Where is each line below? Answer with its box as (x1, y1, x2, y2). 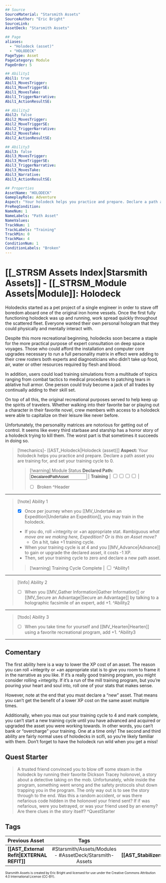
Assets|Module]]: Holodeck (5, 288, 121, 299)
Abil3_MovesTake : (5, 168, 41, 173)
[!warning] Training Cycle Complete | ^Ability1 (29, 565, 130, 571)
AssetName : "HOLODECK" (5, 190, 52, 195)
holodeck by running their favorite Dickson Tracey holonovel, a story (17, 771, 157, 777)
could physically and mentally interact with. (5, 325, 93, 331)
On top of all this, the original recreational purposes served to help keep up (5, 396, 158, 402)
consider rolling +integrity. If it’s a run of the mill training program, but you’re (5, 677, 161, 683)
